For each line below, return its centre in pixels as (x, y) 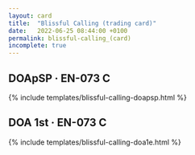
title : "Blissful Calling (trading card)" (83, 23)
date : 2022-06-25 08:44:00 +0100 (68, 31)
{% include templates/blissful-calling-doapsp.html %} (97, 97)
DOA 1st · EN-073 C (58, 122)
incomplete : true (37, 46)
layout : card (30, 16)
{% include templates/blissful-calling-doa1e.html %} (95, 142)
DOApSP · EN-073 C (59, 78)
